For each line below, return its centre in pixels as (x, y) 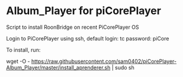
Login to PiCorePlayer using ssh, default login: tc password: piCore (88, 38)
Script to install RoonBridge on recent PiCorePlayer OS (73, 27)
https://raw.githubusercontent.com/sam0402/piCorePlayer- (104, 61)
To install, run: (23, 50)
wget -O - (18, 61)
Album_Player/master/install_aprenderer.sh (58, 67)
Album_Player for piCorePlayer (84, 11)
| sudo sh (123, 67)
